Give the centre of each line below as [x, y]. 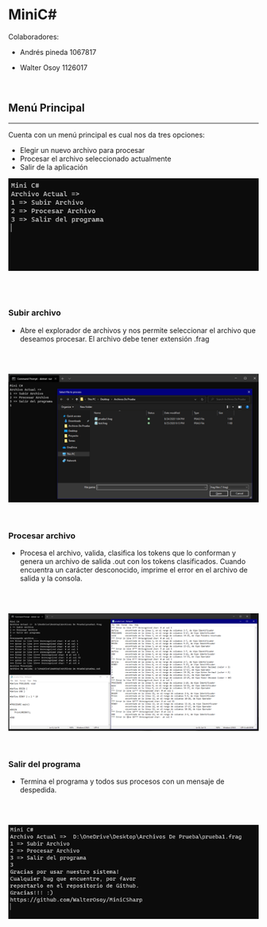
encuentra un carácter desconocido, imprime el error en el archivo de [133, 569]
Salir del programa [44, 764]
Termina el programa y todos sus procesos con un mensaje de [122, 781]
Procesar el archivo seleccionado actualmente [95, 158]
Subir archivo [35, 313]
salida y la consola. [51, 578]
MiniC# [33, 15]
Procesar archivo [42, 535]
